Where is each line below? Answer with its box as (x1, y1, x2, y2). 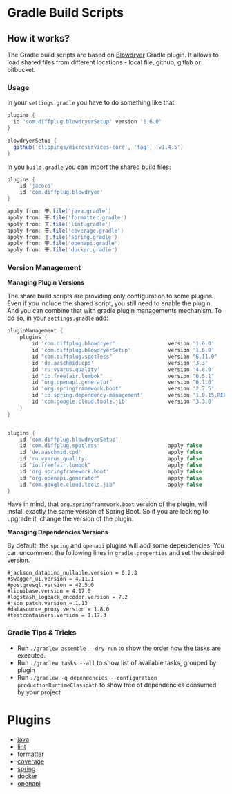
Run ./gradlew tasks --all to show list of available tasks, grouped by (17, 658, 217, 667)
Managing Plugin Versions (7, 278, 85, 287)
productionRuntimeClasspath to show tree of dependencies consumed (17, 680, 217, 689)
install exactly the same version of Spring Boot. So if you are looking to (7, 507, 209, 516)
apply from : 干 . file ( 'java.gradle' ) (7, 208, 112, 215)
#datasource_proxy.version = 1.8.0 (7, 606, 110, 613)
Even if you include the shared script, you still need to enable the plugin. (7, 299, 213, 307)
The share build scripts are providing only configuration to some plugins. (7, 292, 214, 300)
